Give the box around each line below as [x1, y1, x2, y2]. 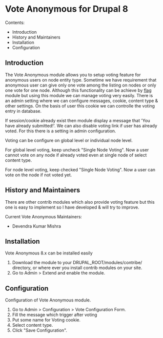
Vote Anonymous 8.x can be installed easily [5, 250, 93, 256]
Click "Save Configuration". [12, 327, 67, 333]
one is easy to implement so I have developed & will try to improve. [5, 204, 140, 210]
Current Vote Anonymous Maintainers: [5, 213, 82, 219]
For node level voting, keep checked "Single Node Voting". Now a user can [5, 167, 156, 172]
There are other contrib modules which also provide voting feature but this [5, 199, 155, 205]
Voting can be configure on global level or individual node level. [5, 137, 133, 143]
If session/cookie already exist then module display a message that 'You [5, 117, 150, 123]
